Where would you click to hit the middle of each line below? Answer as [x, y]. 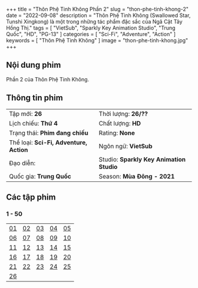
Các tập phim [31, 197]
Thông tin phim [34, 98]
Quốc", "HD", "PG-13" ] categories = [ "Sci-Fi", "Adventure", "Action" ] [91, 34]
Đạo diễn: [22, 163]
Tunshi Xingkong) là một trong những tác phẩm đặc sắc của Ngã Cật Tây [94, 21]
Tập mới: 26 [26, 114]
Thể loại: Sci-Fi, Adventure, [48, 143]
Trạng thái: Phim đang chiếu [49, 133]
